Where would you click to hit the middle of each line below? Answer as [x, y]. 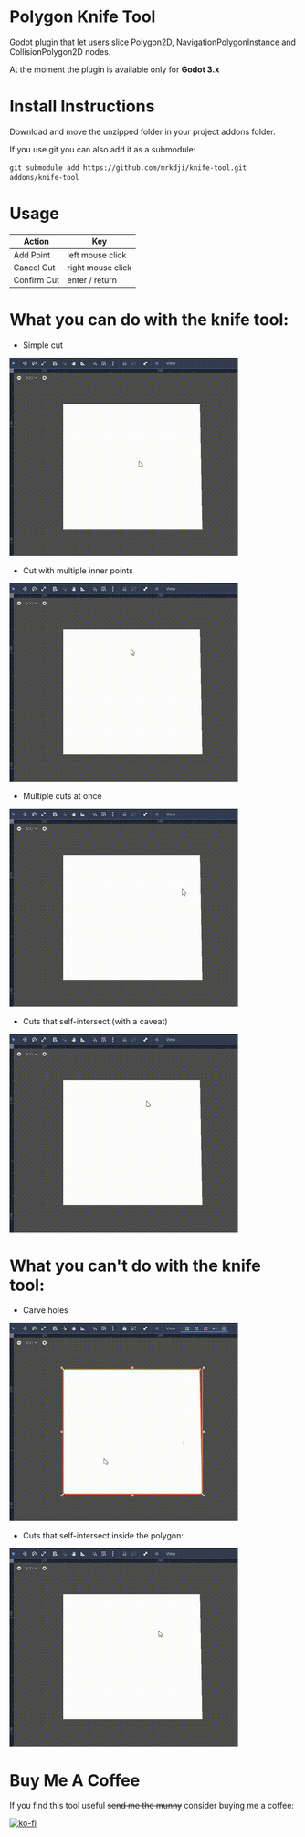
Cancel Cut [34, 268]
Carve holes [45, 1310]
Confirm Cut [37, 280]
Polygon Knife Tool [83, 17]
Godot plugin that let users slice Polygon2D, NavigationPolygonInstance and [153, 42]
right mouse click [100, 268]
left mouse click [97, 255]
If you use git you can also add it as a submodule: [103, 149]
